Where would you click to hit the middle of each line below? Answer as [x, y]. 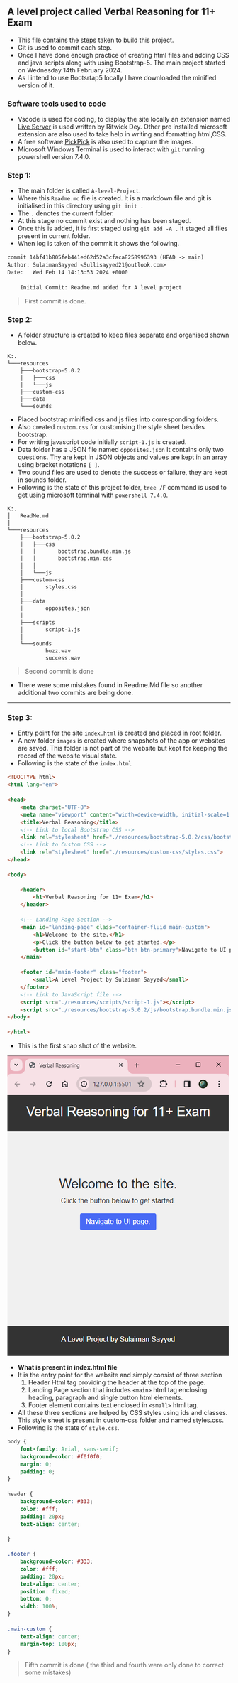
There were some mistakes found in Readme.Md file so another [110, 685]
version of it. [36, 85]
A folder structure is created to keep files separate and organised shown [123, 335]
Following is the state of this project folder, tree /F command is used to [122, 488]
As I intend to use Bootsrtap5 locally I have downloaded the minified [117, 77]
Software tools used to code [57, 104]
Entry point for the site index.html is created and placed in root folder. [119, 733]
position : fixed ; [46, 1591]
